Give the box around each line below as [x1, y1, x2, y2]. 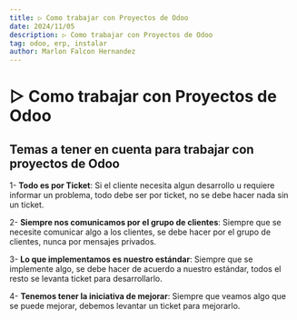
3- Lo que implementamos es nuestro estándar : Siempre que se [9, 254, 253, 265]
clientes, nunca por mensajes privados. [9, 236, 157, 247]
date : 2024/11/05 [9, 22, 75, 31]
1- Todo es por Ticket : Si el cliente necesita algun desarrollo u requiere [9, 180, 275, 191]
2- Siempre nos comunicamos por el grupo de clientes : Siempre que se [9, 217, 282, 228]
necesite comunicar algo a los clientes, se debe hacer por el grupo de [9, 226, 271, 237]
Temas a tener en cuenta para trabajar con [9, 142, 254, 157]
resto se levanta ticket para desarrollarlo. [9, 274, 163, 285]
